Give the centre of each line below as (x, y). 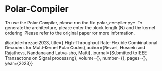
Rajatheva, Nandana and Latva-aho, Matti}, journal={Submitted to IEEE (76, 53)
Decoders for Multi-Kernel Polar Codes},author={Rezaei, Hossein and (75, 47)
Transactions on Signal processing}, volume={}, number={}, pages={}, (76, 58)
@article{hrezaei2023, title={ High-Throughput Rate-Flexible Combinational (81, 42)
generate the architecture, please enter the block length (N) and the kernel (80, 27)
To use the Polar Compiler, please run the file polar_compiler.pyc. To (74, 23)
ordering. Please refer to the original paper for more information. (70, 33)
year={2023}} (19, 63)
